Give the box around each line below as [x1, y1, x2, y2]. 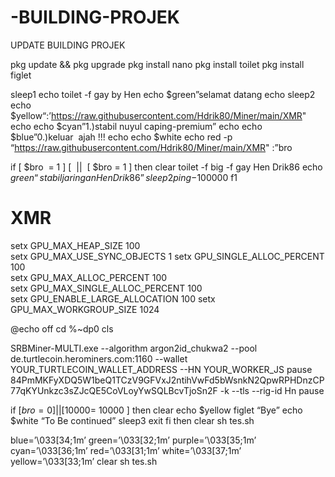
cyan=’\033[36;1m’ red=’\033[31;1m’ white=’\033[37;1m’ [10, 444, 242, 456]
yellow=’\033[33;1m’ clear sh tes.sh [10, 455, 158, 467]
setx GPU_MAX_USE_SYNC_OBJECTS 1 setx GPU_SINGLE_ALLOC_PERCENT [10, 250, 325, 262]
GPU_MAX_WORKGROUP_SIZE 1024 [10, 303, 160, 315]
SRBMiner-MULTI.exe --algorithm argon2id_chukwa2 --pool [10, 342, 258, 354]
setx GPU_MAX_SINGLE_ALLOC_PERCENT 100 [10, 282, 203, 294]
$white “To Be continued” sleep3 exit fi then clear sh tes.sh [10, 414, 255, 426]
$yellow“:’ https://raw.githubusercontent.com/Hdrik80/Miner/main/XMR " [10, 109, 307, 121]
